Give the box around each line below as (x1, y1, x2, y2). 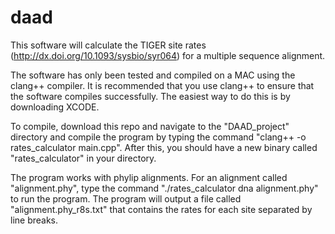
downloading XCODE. (10, 101, 100, 113)
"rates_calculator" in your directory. (10, 152, 157, 164)
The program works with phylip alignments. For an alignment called (10, 171, 288, 183)
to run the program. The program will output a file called (10, 192, 242, 205)
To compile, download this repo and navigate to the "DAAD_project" (10, 120, 290, 132)
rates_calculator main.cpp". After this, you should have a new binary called (10, 141, 318, 153)
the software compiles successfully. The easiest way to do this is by (10, 90, 291, 102)
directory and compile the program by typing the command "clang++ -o (10, 131, 307, 143)
